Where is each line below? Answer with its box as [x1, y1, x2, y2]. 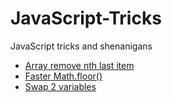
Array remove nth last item [24, 59, 135, 71]
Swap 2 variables [24, 80, 97, 92]
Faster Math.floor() [24, 70, 103, 82]
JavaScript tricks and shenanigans [10, 40, 153, 52]
